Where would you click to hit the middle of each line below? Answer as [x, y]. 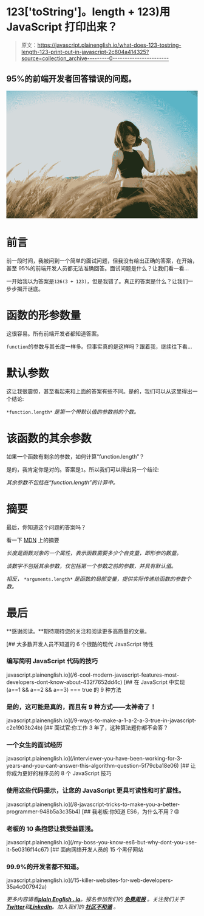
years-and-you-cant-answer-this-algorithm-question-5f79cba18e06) [93, 766]
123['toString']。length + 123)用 [88, 12]
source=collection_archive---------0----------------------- [95, 58]
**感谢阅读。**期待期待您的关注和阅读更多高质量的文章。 [78, 631]
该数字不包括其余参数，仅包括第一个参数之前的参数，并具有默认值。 [91, 566]
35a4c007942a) [27, 887]
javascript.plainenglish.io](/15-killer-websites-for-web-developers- [90, 880]
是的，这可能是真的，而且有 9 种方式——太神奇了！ [81, 706]
